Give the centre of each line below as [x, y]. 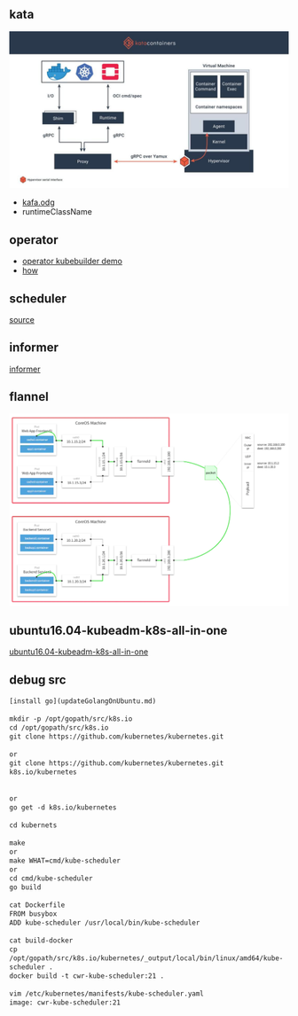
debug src [38, 680]
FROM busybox [33, 914]
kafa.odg [38, 202]
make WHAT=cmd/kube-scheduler [65, 861]
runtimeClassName [57, 212]
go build [25, 887]
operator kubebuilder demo [72, 262]
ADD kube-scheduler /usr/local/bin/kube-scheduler [105, 923]
